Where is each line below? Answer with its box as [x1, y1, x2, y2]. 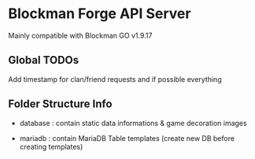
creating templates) [19, 142, 83, 151]
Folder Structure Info [8, 98, 113, 111]
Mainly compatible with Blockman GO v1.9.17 [8, 31, 153, 40]
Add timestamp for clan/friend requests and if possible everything [8, 74, 222, 83]
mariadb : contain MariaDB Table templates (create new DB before [19, 133, 235, 142]
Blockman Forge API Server [8, 5, 191, 23]
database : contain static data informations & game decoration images [19, 118, 247, 128]
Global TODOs [8, 54, 79, 67]
